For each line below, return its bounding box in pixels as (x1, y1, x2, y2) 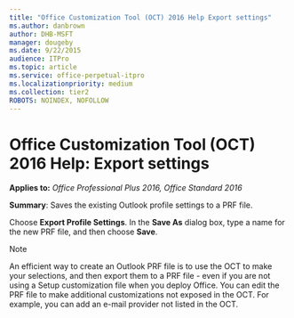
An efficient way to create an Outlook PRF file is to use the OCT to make (9, 261, 273, 272)
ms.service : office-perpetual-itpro (9, 71, 145, 80)
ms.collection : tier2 (9, 87, 90, 96)
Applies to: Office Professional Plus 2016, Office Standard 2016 (9, 183, 242, 193)
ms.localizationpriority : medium (9, 79, 133, 88)
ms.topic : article (9, 63, 77, 72)
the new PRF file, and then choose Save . (9, 226, 158, 237)
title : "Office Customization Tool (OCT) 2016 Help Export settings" (9, 12, 273, 22)
